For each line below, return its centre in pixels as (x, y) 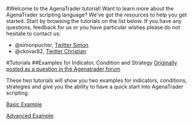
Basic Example (24, 104)
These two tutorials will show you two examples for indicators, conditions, (96, 80)
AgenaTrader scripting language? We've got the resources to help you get (96, 15)
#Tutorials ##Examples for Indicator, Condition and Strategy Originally (92, 63)
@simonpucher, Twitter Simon (52, 45)
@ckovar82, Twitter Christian (50, 51)
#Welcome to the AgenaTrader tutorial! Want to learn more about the (90, 9)
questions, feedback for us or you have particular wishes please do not (93, 27)
